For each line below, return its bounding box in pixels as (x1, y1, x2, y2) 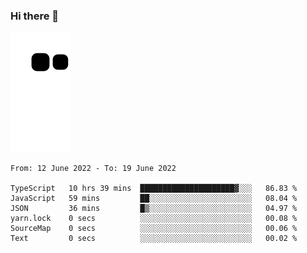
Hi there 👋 (10, 9, 60, 23)
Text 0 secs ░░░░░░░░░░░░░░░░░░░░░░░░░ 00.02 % (10, 234, 298, 244)
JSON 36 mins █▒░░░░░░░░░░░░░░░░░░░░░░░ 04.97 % (10, 204, 298, 214)
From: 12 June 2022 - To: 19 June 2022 (10, 164, 177, 174)
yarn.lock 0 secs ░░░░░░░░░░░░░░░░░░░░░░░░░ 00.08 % (10, 214, 298, 224)
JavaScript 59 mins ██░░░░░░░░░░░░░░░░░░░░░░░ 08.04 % (10, 194, 298, 204)
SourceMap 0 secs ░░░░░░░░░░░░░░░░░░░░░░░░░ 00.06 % (10, 224, 298, 234)
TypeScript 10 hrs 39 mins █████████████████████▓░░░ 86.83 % (10, 184, 298, 194)
